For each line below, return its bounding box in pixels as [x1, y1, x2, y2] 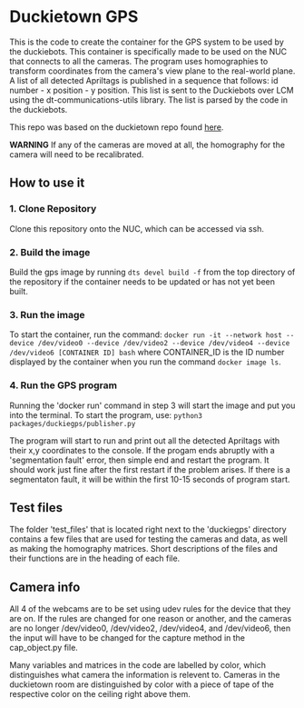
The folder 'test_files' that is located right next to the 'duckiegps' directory [9, 524, 288, 535]
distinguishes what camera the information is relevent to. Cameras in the [9, 670, 280, 681]
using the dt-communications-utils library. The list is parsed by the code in [9, 94, 289, 105]
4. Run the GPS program [9, 379, 118, 392]
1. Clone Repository [9, 203, 97, 215]
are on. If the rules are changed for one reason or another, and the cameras [9, 613, 292, 624]
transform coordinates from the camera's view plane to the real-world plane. [9, 65, 296, 76]
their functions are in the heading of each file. [9, 553, 181, 564]
